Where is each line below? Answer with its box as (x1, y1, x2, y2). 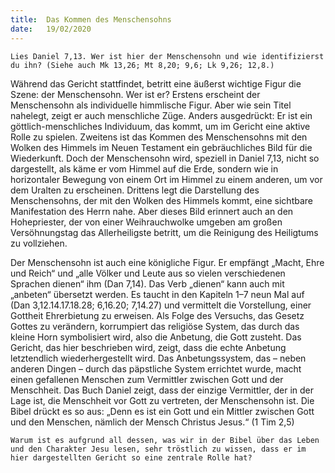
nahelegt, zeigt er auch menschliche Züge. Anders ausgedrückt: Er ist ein (10, 109, 313, 121)
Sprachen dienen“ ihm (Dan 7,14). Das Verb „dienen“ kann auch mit (10, 277, 285, 290)
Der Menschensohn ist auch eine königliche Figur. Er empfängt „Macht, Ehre (10, 256, 325, 268)
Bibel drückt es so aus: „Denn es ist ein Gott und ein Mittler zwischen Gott (10, 405, 315, 417)
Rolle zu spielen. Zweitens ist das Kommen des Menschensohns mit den (10, 131, 308, 143)
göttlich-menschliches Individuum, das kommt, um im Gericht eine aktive (10, 120, 311, 132)
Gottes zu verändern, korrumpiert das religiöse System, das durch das (10, 320, 300, 332)
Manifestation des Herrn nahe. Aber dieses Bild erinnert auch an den (10, 205, 294, 217)
